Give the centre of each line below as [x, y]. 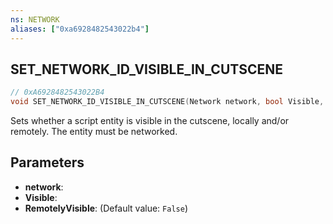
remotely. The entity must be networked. [94, 132]
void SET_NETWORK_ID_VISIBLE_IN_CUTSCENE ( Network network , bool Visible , [167, 102]
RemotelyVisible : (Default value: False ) [106, 208]
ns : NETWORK [35, 19]
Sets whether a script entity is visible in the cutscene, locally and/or [150, 121]
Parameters [47, 162]
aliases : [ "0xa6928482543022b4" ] [80, 29]
